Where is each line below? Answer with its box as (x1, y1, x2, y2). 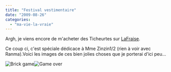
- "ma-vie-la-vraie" (10, 21, 54, 27)
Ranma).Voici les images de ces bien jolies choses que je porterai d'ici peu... (5, 51, 166, 57)
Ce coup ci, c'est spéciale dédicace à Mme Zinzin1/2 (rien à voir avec (5, 45, 151, 52)
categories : (5, 17, 31, 22)
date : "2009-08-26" (5, 12, 47, 17)
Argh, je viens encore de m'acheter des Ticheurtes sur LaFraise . (5, 36, 140, 42)
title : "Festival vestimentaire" (5, 7, 77, 13)
